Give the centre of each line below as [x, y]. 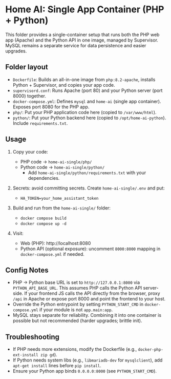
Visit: [18, 233]
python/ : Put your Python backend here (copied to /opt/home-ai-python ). [89, 118]
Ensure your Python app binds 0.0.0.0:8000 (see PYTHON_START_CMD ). [85, 371]
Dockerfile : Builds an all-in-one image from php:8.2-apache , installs [84, 79]
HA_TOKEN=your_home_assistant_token [59, 198]
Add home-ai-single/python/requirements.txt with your [87, 173]
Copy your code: [30, 151]
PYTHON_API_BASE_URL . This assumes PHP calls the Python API [77, 288]
